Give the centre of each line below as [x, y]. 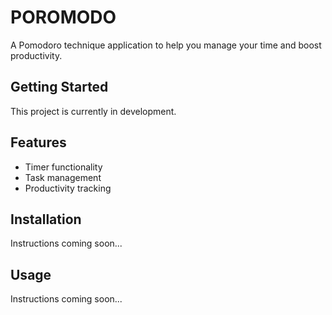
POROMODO [63, 17]
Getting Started [59, 87]
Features [38, 142]
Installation [46, 219]
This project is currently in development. [93, 111]
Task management [63, 177]
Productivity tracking [68, 188]
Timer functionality [63, 167]
